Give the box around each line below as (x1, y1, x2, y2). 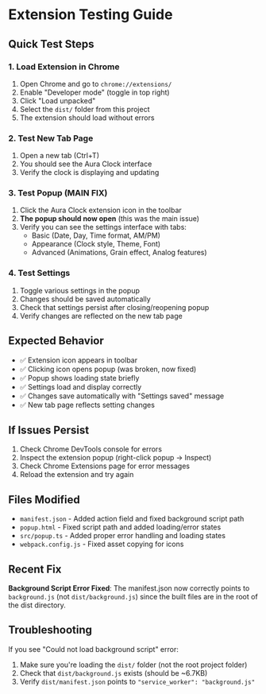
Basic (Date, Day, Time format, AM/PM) (31, 231, 161, 240)
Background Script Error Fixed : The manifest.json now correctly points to (8, 584, 250, 593)
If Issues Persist (8, 423, 90, 436)
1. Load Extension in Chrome (8, 61, 120, 72)
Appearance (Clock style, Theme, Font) (31, 239, 161, 249)
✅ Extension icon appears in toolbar (19, 355, 137, 365)
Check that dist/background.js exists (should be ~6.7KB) (19, 668, 208, 677)
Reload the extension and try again (19, 470, 134, 479)
